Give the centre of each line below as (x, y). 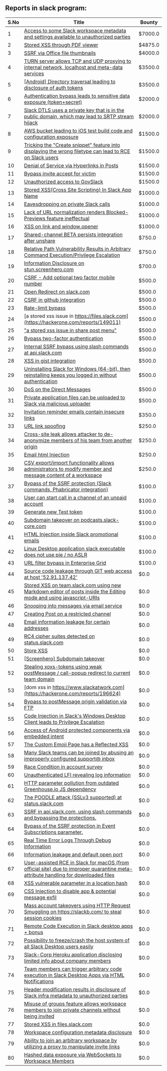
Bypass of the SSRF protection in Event (70, 826)
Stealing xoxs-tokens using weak (63, 667)
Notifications (39, 981)
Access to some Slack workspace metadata (75, 30)
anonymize (37, 440)
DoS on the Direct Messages (57, 389)
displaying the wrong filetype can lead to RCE (77, 151)
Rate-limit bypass (45, 308)
